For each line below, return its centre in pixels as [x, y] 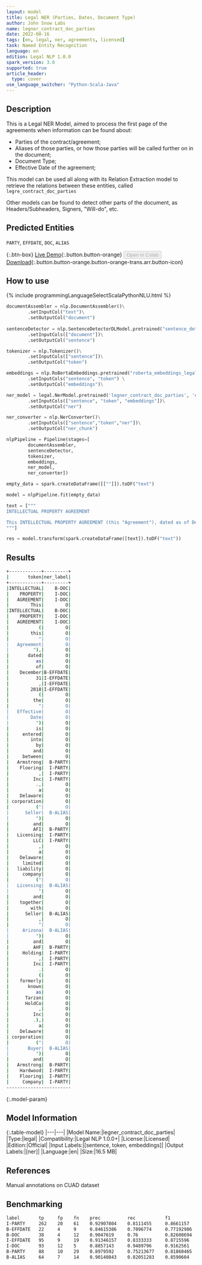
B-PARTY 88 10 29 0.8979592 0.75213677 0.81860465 [99, 1252]
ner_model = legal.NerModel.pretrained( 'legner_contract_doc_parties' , [98, 395]
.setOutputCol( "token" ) [57, 363]
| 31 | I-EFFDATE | [38, 678]
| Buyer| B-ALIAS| [38, 1048]
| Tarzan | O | [38, 998]
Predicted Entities [40, 228]
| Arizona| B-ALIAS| [38, 931]
